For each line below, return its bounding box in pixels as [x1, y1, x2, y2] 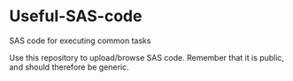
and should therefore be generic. [9, 62, 130, 72]
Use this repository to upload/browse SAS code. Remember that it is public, [9, 52, 285, 63]
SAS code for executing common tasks [9, 35, 151, 46]
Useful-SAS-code [9, 6, 143, 26]
